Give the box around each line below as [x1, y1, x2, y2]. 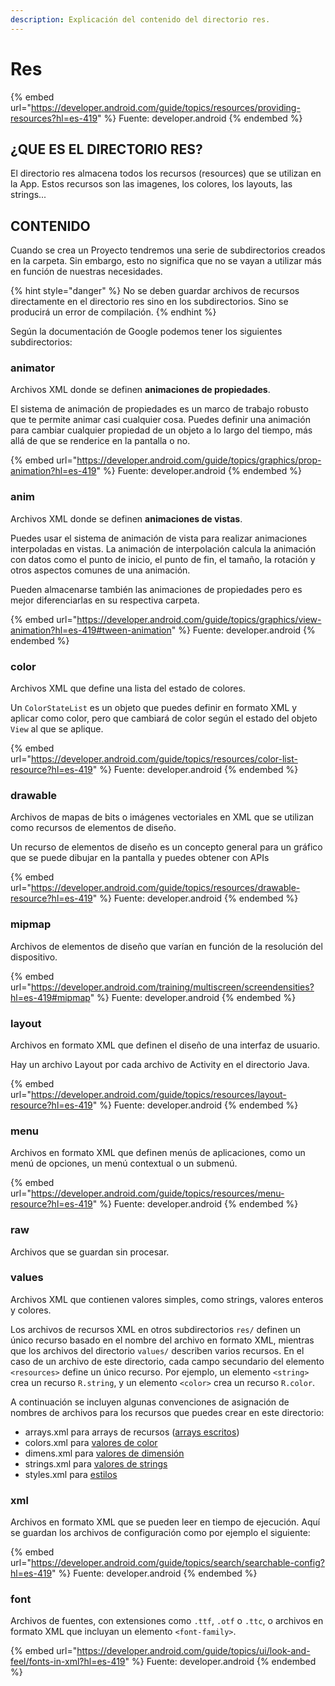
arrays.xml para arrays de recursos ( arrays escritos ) [24, 1426, 240, 1438]
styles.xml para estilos [24, 1468, 118, 1480]
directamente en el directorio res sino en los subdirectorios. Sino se [10, 296, 289, 308]
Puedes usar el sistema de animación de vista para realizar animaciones [10, 532, 308, 544]
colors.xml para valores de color [24, 1436, 158, 1448]
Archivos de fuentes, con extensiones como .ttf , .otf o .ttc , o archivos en [10, 1615, 324, 1627]
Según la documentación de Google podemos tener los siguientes [10, 326, 283, 338]
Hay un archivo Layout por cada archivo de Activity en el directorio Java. [10, 1058, 310, 1070]
